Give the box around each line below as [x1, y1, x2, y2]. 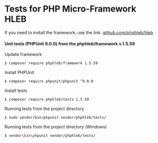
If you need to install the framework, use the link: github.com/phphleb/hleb [4, 29, 153, 35]
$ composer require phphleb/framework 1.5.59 [4, 61, 98, 66]
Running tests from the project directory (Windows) [4, 124, 107, 129]
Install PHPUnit [4, 70, 34, 75]
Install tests [4, 87, 28, 93]
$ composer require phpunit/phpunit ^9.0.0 [4, 79, 94, 84]
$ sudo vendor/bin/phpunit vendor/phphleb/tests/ [4, 115, 107, 120]
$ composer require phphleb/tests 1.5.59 [4, 97, 89, 102]
